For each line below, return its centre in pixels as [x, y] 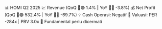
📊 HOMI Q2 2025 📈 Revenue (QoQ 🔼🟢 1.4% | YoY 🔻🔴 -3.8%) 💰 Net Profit [80, 8]
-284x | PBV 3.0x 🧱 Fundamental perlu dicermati [53, 22]
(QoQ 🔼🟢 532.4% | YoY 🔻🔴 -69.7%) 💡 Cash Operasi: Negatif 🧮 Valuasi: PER [81, 15]
